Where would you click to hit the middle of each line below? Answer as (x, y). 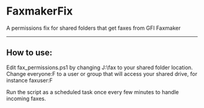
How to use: (29, 53)
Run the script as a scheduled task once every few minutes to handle (93, 92)
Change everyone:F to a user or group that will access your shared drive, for (102, 73)
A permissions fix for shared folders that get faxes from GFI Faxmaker (93, 28)
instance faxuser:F (29, 80)
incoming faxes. (26, 98)
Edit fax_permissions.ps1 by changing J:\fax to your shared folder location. (100, 67)
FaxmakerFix (39, 11)
